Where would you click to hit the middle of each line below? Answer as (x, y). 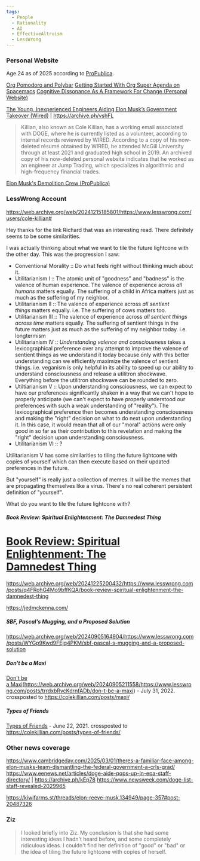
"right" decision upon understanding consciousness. (80, 437)
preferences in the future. (38, 468)
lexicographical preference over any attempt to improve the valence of (101, 348)
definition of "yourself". (35, 492)
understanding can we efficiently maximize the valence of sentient (97, 361)
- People (22, 17)
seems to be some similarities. (43, 236)
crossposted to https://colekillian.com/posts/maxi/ (68, 697)
